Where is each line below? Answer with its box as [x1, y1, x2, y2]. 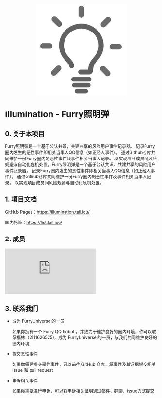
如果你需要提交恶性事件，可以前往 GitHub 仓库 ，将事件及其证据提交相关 [12, 361, 156, 367]
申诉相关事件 [12, 378, 38, 383]
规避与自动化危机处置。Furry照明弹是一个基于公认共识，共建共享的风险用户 [5, 161, 156, 167]
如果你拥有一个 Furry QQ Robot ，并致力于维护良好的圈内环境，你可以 [12, 329, 152, 334]
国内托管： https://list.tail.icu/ [5, 219, 62, 225]
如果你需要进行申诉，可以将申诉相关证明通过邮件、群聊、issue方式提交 [12, 388, 155, 394]
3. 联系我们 [5, 304, 38, 313]
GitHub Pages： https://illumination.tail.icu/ [5, 209, 90, 215]
